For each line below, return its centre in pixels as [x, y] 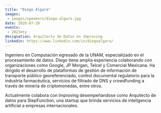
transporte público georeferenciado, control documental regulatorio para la [80, 75]
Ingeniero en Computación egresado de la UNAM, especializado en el [74, 55]
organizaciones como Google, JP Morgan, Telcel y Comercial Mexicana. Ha [80, 65]
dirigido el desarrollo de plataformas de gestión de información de [71, 70]
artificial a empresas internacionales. [42, 105]
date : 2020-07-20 [22, 23]
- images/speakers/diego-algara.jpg [44, 18]
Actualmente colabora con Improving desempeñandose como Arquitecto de [80, 95]
